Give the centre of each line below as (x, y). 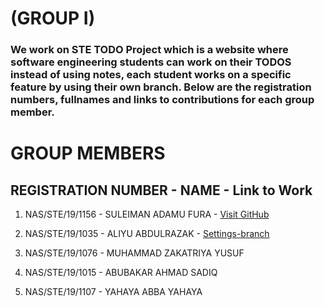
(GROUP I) (53, 18)
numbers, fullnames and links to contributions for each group (162, 100)
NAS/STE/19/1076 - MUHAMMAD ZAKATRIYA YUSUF (134, 253)
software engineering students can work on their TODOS (151, 62)
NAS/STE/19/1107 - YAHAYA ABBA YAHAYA (113, 292)
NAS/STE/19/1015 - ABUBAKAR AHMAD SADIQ (121, 273)
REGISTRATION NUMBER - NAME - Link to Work (161, 190)
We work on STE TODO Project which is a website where (149, 50)
